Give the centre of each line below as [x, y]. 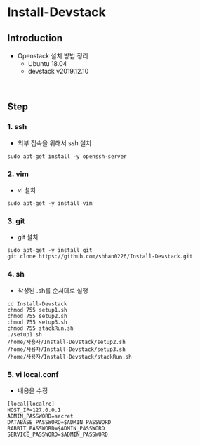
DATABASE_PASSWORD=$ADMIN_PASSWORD [59, 422]
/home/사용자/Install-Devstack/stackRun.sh [69, 357]
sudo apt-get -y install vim [50, 203]
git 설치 [28, 237]
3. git [16, 220]
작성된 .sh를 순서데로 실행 [53, 290]
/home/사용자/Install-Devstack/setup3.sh [67, 349]
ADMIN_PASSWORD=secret [40, 416]
